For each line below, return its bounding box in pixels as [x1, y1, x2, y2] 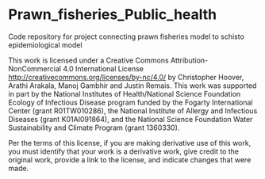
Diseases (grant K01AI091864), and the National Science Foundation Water [8, 114, 253, 124]
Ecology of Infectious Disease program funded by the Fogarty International [8, 97, 253, 107]
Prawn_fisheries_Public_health [8, 6, 217, 24]
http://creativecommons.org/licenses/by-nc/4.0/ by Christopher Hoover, [8, 72, 244, 82]
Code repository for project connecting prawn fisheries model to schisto [8, 32, 244, 41]
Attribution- [170, 55, 209, 65]
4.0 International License [63, 63, 144, 73]
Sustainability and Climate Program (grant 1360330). [8, 123, 180, 132]
